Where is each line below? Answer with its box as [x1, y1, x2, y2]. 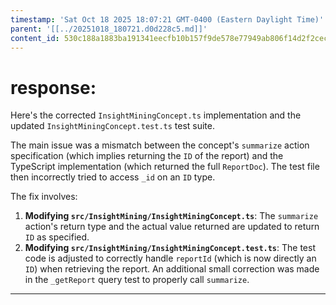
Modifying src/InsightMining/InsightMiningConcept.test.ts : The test [24, 242, 316, 254]
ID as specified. [24, 231, 90, 243]
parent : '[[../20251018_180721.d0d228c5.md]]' [10, 24, 208, 34]
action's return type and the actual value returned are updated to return [24, 221, 320, 233]
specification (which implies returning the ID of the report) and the [10, 150, 284, 162]
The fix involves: [10, 191, 78, 203]
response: [10, 76, 97, 99]
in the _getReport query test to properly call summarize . [24, 274, 250, 286]
